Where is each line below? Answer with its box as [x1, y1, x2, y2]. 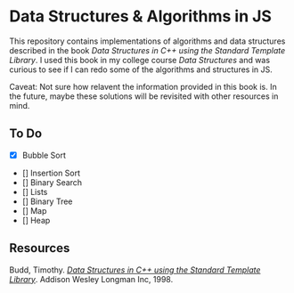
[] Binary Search [21, 176, 83, 188]
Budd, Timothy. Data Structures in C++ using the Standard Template [9, 265, 261, 275]
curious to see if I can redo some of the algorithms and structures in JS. [9, 64, 274, 75]
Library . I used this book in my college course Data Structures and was [9, 54, 270, 65]
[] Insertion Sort [21, 167, 81, 178]
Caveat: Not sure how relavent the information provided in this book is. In [9, 81, 278, 92]
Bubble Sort [21, 150, 67, 160]
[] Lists [21, 186, 48, 197]
